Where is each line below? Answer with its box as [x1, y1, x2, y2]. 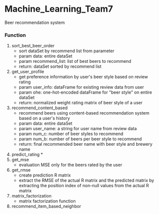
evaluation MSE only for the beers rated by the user [18, 162, 123, 168]
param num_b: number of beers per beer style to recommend [18, 136, 142, 142]
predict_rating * [11, 152, 43, 157]
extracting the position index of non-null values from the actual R [18, 183, 149, 189]
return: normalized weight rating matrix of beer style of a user [18, 100, 143, 106]
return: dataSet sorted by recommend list [18, 63, 102, 69]
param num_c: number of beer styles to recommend [18, 131, 124, 137]
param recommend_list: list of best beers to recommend [18, 58, 132, 64]
